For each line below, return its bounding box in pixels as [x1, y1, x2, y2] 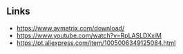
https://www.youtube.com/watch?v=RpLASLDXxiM [16, 31, 162, 39]
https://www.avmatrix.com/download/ [16, 24, 125, 32]
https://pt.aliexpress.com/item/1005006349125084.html [16, 38, 176, 47]
